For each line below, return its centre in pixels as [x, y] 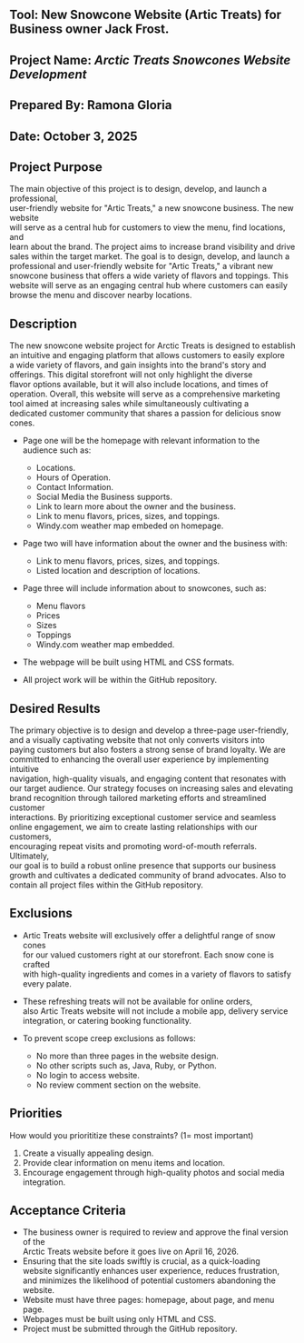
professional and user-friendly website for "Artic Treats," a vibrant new [142, 266]
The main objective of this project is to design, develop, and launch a [138, 189]
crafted [36, 964]
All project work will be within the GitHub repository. [120, 680]
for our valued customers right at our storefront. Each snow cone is [148, 955]
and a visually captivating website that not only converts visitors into [137, 740]
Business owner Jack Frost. [89, 30]
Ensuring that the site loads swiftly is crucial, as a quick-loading [141, 1261]
